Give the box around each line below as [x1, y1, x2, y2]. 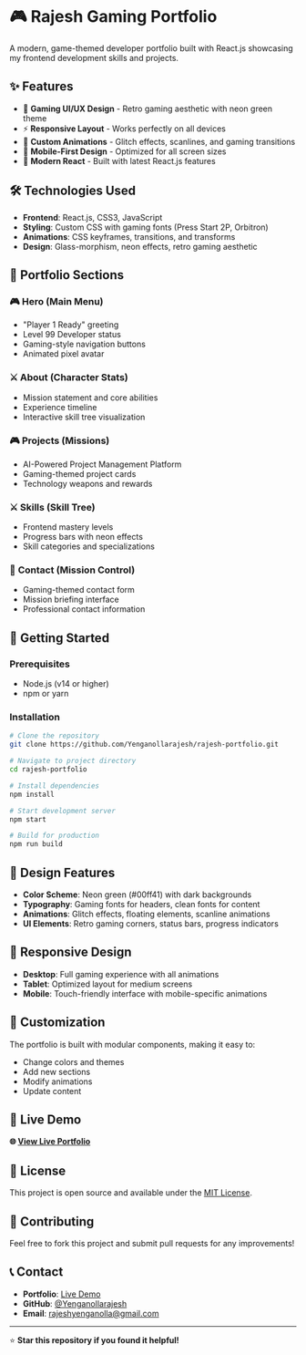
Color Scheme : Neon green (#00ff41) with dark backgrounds [22, 889, 252, 900]
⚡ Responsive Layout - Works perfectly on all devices [22, 123, 226, 134]
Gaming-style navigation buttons [22, 338, 146, 350]
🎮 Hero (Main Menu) [9, 295, 104, 307]
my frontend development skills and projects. [9, 52, 179, 63]
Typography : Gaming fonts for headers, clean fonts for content [22, 898, 260, 909]
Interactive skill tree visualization [22, 411, 146, 422]
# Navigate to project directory [9, 757, 137, 766]
